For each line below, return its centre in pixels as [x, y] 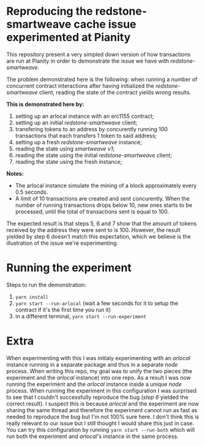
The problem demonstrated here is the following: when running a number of [102, 79]
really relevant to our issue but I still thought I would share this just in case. [100, 423]
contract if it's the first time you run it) [63, 310]
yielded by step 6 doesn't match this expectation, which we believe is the [99, 236]
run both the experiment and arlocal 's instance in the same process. [92, 436]
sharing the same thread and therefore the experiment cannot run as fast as [102, 410]
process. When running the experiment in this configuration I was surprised [102, 390]
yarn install [32, 297]
